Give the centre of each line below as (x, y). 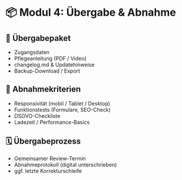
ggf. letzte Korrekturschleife (48, 171)
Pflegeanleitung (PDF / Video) (50, 58)
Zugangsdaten (32, 52)
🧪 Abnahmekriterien (43, 89)
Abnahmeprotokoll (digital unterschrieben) (65, 164)
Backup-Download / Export (47, 71)
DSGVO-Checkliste (37, 116)
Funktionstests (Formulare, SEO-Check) (62, 110)
